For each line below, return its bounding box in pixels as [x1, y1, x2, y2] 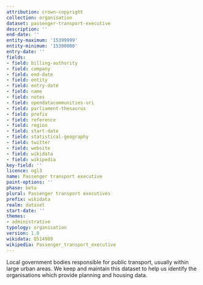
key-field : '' [6, 162, 43, 168]
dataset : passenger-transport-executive [6, 20, 111, 26]
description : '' [6, 26, 48, 32]
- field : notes [6, 94, 45, 100]
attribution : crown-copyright [6, 9, 84, 15]
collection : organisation [6, 15, 72, 21]
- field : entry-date [6, 83, 59, 89]
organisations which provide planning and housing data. [6, 271, 148, 278]
